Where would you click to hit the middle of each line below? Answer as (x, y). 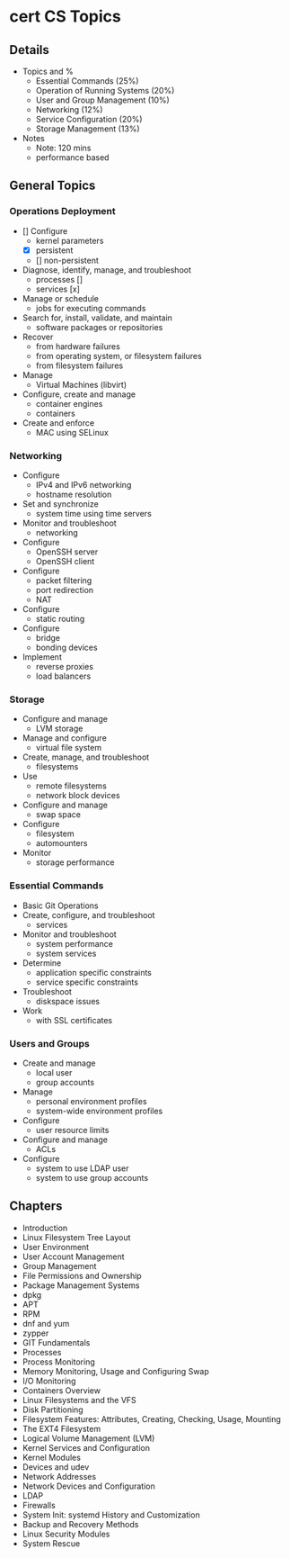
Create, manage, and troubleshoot (86, 757)
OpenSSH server (67, 552)
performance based (72, 158)
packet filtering (64, 581)
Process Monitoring (59, 1362)
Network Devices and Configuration (88, 1486)
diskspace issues (68, 1001)
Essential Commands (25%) (87, 81)
